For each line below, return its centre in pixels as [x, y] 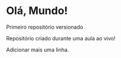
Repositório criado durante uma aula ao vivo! [61, 38]
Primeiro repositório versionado [45, 27]
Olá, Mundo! [37, 11]
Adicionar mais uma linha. [38, 50]
